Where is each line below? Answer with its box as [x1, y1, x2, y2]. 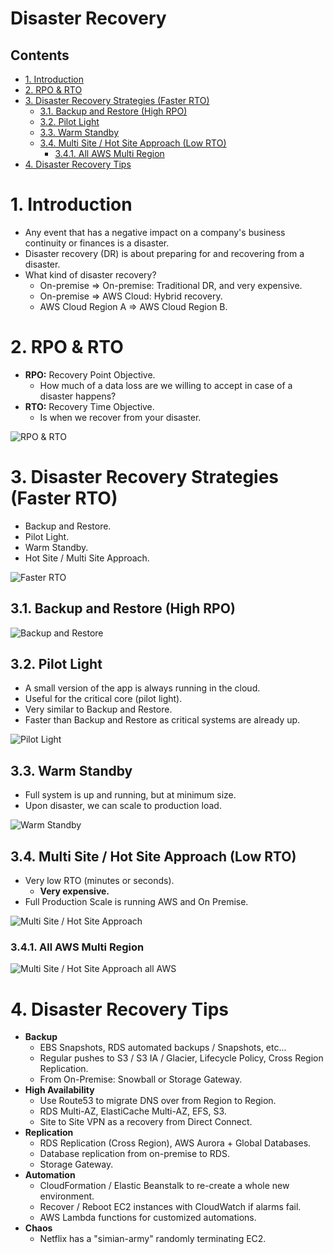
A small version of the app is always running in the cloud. [24, 682, 261, 694]
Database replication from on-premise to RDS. [39, 1148, 230, 1160]
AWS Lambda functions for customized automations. [39, 1212, 257, 1224]
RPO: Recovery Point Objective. [24, 368, 156, 381]
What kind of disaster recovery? [24, 268, 157, 281]
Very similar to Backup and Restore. [24, 703, 173, 716]
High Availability [24, 1084, 95, 1096]
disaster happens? [39, 390, 117, 402]
